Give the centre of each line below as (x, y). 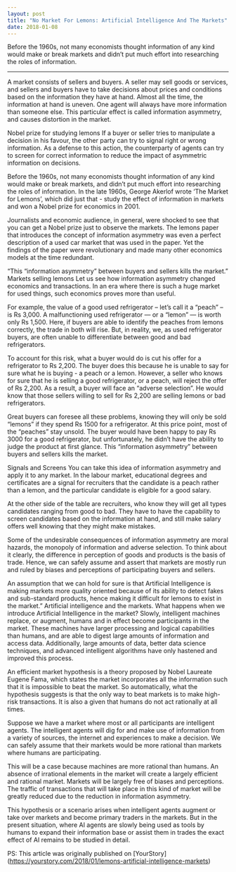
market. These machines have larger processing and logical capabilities (111, 628)
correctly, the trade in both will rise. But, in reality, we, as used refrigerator (115, 330)
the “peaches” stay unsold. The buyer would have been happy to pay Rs (112, 432)
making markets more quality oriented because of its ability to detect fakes (116, 591)
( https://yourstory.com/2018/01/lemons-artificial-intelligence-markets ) (109, 861)
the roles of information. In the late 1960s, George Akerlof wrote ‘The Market (118, 191)
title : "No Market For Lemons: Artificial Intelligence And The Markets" (118, 20)
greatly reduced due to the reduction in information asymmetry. (99, 797)
